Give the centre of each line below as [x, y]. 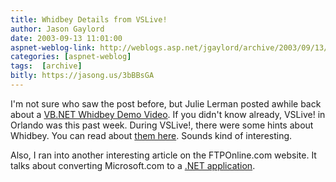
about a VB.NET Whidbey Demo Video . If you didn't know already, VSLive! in [168, 114]
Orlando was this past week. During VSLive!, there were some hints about [162, 125]
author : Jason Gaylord [57, 29]
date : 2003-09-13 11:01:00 [66, 38]
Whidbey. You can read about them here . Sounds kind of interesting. [151, 135]
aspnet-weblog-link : [53, 47]
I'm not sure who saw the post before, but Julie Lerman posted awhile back [166, 103]
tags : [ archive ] [46, 66]
